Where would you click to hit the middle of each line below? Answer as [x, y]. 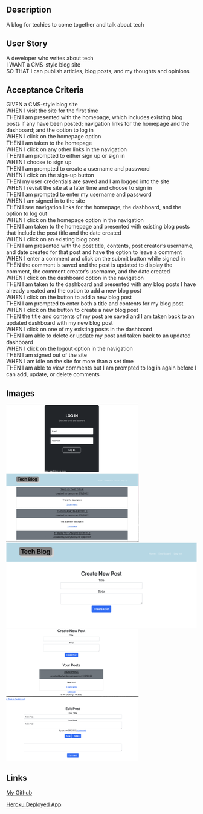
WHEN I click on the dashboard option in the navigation [75, 278]
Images [21, 393]
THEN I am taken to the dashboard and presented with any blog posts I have [101, 284]
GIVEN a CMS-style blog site [42, 105]
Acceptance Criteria [45, 90]
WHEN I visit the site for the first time [52, 111]
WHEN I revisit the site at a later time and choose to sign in [79, 188]
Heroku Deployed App [34, 804]
